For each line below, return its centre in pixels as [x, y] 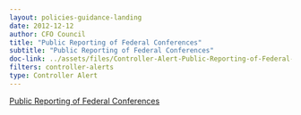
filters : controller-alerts [62, 68]
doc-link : [28, 59]
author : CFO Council [48, 34]
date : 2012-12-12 [42, 26]
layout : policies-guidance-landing [76, 17]
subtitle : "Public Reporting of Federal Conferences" [112, 51]
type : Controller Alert [54, 76]
